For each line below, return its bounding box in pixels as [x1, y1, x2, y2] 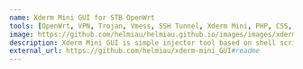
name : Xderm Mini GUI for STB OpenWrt [9, 13, 155, 22]
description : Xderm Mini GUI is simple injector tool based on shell [9, 38, 277, 47]
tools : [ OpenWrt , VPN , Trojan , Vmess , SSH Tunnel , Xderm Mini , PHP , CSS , [9, 22, 293, 30]
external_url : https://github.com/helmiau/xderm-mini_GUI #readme [9, 47, 260, 56]
